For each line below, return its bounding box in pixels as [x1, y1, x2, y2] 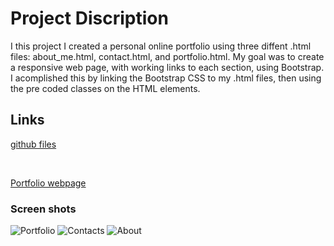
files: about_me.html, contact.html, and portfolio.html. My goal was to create [10, 50, 325, 62]
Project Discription [10, 7, 169, 30]
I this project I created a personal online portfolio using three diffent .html [10, 40, 312, 52]
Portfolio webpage [10, 177, 87, 189]
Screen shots [10, 202, 77, 216]
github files [10, 138, 57, 150]
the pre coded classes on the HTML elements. [10, 82, 201, 94]
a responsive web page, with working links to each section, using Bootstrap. [10, 61, 325, 73]
